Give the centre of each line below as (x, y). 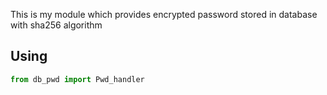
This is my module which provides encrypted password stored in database (164, 14)
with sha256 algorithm (56, 25)
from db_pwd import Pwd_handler (77, 79)
